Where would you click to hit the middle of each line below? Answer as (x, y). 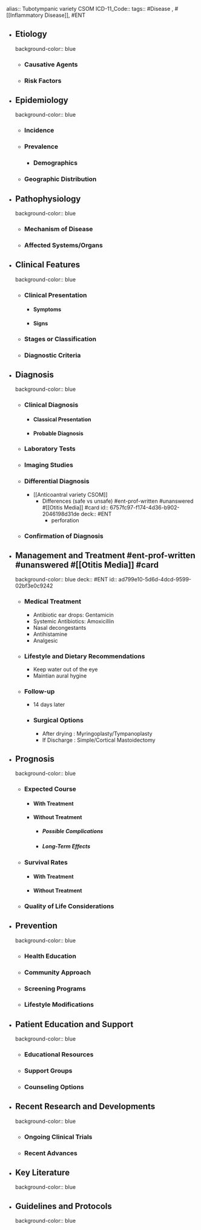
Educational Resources (59, 1055)
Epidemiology (41, 100)
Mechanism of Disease (58, 229)
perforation (65, 520)
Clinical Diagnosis (51, 405)
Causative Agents (51, 64)
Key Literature (42, 1173)
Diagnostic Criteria (52, 355)
